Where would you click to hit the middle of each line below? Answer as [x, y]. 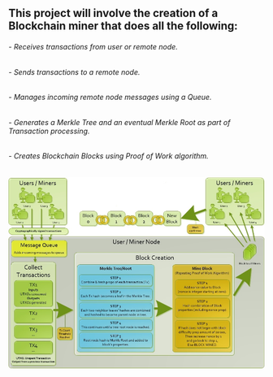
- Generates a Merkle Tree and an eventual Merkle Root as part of [119, 122]
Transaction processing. [49, 131]
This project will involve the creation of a [113, 13]
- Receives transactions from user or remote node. [93, 46]
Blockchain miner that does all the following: [123, 26]
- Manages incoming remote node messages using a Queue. [110, 97]
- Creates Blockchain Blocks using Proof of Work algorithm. [108, 156]
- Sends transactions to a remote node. [74, 71]
